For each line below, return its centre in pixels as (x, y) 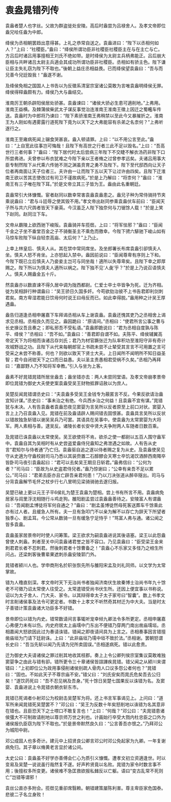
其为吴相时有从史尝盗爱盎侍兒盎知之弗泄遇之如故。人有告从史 (92, 443)
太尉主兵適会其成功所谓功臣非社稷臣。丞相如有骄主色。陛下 (99, 62)
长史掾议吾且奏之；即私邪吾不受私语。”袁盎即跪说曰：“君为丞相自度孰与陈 (82, 327)
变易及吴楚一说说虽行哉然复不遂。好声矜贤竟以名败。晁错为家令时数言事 (81, 764)
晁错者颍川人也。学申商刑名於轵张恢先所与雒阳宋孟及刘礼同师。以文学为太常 (85, 565)
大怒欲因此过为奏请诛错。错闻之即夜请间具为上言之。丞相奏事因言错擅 (92, 631)
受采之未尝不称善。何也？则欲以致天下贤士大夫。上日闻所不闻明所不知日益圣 (85, 353)
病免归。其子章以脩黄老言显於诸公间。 (45, 747)
